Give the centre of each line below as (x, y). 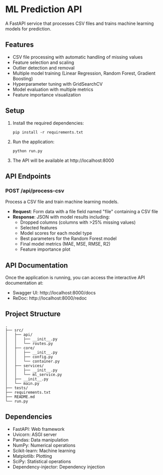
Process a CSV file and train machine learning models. (62, 202)
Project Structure (33, 314)
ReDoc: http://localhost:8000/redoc (50, 298)
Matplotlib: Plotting (32, 456)
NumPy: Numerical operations (44, 445)
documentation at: (24, 283)
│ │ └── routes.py (29, 344)
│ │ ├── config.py (29, 357)
